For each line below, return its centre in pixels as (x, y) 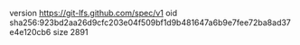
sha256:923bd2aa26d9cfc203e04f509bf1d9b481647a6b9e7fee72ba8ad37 (150, 22)
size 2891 (70, 32)
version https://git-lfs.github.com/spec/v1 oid (94, 13)
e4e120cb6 (30, 32)
